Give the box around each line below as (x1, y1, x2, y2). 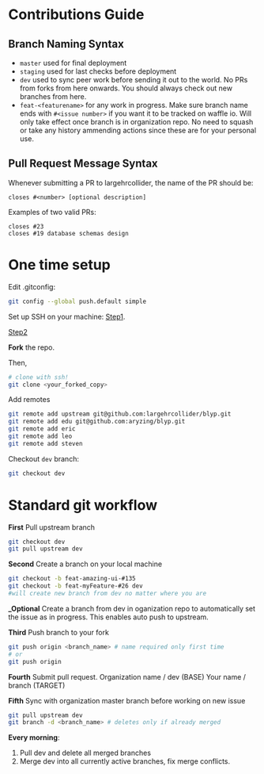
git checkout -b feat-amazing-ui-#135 (8, 575, 136, 583)
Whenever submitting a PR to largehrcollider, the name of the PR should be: (8, 178, 254, 187)
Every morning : (8, 733, 60, 742)
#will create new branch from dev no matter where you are (8, 589, 207, 598)
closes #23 (8, 222, 44, 231)
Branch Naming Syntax (8, 37, 124, 51)
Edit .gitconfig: (8, 282, 56, 291)
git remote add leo (8, 432, 73, 440)
